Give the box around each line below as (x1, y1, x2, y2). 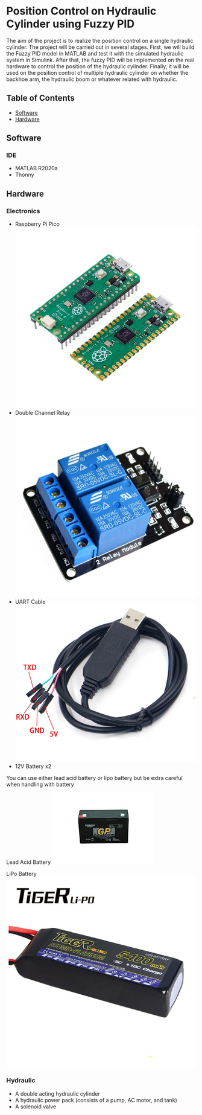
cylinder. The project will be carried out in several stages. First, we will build (6, 43, 195, 51)
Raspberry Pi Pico (14, 220, 60, 228)
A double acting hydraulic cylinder (14, 1090, 101, 1097)
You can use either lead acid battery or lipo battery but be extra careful (6, 774, 183, 781)
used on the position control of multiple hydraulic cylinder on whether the (6, 69, 189, 76)
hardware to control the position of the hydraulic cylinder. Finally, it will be (6, 62, 189, 70)
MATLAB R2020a (14, 165, 58, 172)
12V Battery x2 (14, 762, 52, 770)
